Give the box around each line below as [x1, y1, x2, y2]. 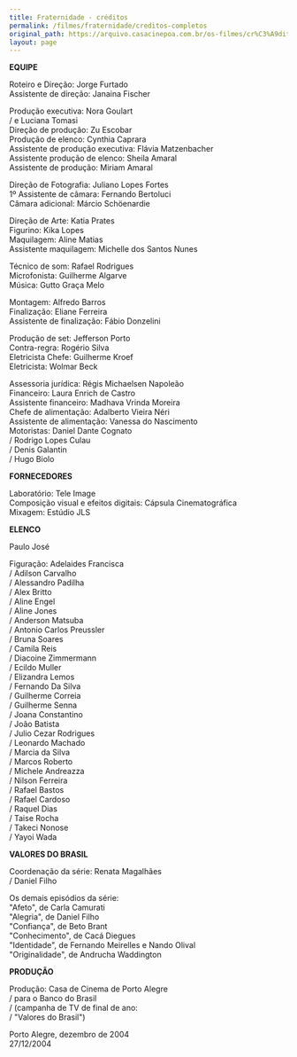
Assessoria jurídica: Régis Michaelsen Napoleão [9, 379, 184, 389]
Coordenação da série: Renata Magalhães [9, 866, 162, 877]
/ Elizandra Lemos [9, 671, 75, 683]
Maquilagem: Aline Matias [9, 234, 103, 245]
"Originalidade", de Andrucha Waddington [9, 950, 162, 960]
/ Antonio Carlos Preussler [9, 624, 105, 635]
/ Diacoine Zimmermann [9, 653, 97, 663]
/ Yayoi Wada [9, 832, 57, 842]
